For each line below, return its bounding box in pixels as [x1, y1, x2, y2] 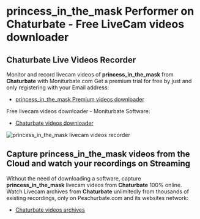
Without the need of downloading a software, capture [6, 174, 141, 182]
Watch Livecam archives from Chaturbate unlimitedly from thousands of [6, 188, 190, 195]
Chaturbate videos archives [15, 206, 86, 213]
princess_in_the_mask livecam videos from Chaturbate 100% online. [6, 181, 182, 188]
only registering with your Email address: [6, 84, 109, 91]
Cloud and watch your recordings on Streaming [6, 158, 191, 169]
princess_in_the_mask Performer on [6, 4, 194, 18]
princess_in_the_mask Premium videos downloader [15, 96, 145, 103]
